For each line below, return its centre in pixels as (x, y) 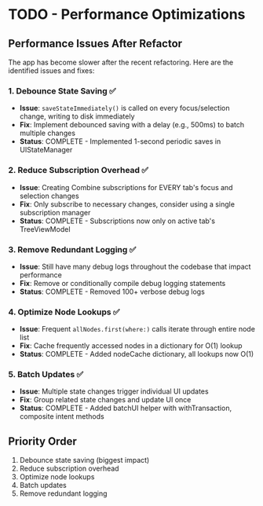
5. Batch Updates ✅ (46, 375)
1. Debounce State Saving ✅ (62, 90)
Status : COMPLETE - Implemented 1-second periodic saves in (120, 141)
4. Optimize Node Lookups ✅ (64, 312)
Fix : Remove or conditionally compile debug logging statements (122, 283)
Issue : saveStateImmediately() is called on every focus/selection (124, 108)
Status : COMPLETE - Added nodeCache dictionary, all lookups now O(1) (137, 354)
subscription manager (55, 212)
